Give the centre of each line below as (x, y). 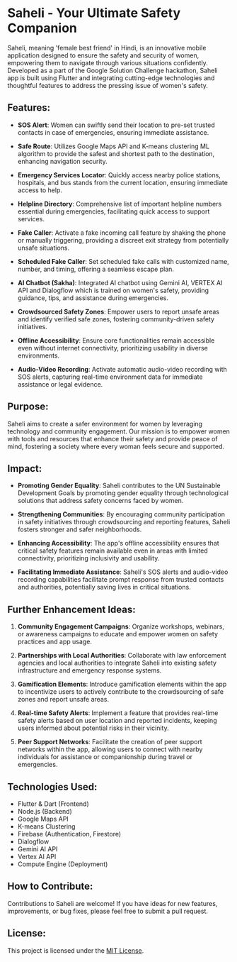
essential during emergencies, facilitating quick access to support (114, 211)
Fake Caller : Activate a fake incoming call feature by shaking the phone (122, 233)
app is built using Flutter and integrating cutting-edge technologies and (111, 78)
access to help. (40, 190)
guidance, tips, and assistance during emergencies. (93, 298)
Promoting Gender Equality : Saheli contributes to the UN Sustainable (119, 486)
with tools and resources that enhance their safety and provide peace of (112, 438)
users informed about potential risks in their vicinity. (93, 728)
